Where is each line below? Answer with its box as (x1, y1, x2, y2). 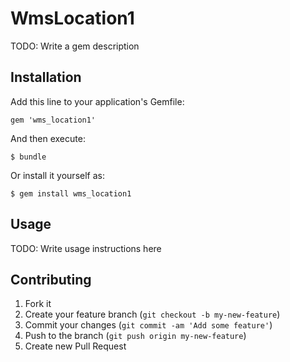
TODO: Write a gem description (10, 40, 140, 52)
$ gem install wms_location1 (10, 188, 132, 199)
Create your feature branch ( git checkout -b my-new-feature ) (24, 308, 281, 321)
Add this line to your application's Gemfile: (10, 95, 185, 107)
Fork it (24, 298, 52, 310)
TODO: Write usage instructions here (10, 242, 162, 254)
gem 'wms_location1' (10, 115, 97, 125)
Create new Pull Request (24, 340, 127, 352)
